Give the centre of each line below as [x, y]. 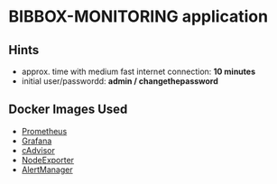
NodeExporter [47, 160]
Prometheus [44, 131]
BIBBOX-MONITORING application [138, 17]
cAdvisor [38, 150]
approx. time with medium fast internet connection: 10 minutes [138, 71]
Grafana [37, 141]
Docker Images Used [68, 110]
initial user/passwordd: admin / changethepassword [120, 81]
